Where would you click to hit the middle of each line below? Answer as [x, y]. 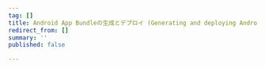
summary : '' [28, 38]
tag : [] [21, 15]
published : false [37, 45]
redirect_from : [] [38, 30]
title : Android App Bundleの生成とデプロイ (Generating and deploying [122, 23]
